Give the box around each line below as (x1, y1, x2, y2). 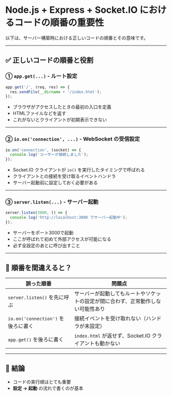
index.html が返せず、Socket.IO (74, 332, 151, 339)
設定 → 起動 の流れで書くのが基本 (12, 385, 83, 391)
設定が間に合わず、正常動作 (84, 297, 151, 305)
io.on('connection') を (8, 315, 64, 322)
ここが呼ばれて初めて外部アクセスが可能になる (12, 236, 112, 242)
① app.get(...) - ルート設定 (5, 73, 78, 80)
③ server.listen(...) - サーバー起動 (5, 198, 99, 205)
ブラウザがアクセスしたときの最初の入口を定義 (12, 104, 112, 110)
